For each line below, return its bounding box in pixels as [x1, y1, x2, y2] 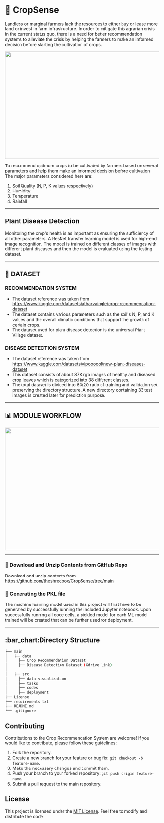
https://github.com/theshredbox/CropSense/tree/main [5, 578, 114, 584]
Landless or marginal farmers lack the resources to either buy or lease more [5, 21, 158, 27]
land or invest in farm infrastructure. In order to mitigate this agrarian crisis [5, 26, 155, 31]
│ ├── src [5, 672, 29, 677]
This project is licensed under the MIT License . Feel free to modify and [5, 808, 147, 814]
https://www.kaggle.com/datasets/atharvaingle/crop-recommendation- [12, 301, 156, 307]
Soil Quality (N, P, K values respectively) [12, 183, 93, 189]
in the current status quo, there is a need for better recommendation [5, 31, 143, 37]
